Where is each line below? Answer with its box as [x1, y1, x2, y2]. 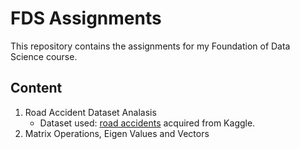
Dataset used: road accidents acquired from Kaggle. [39, 117, 256, 129]
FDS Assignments [10, 7, 162, 30]
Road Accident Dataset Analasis [24, 106, 157, 118]
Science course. [10, 50, 78, 62]
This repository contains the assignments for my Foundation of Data [10, 40, 291, 52]
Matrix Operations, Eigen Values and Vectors [24, 127, 210, 139]
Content [10, 80, 63, 97]
